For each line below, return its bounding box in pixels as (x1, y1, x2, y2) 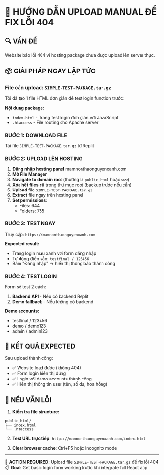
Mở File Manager (12, 171, 47, 177)
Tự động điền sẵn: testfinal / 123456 (12, 255, 89, 261)
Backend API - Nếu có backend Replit (12, 293, 89, 299)
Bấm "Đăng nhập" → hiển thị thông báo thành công (12, 261, 116, 266)
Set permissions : (12, 197, 47, 203)
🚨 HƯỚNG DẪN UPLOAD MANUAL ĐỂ (5, 6, 157, 18)
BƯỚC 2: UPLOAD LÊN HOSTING (5, 155, 83, 162)
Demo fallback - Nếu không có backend (12, 298, 94, 305)
